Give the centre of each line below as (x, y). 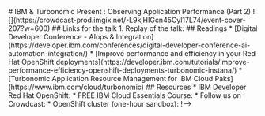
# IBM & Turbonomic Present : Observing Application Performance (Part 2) (130, 11)
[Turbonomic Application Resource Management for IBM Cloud (111, 79)
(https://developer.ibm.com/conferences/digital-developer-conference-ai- (129, 45)
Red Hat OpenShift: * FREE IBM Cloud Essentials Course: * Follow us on (125, 95)
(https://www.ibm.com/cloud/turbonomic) (76, 87)
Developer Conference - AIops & (61, 37)
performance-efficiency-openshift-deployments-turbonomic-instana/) (123, 70)
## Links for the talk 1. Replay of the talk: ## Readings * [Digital (155, 28)
